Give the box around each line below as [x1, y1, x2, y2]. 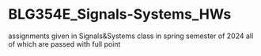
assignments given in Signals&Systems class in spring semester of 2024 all [8, 31, 254, 40]
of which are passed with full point [8, 39, 121, 48]
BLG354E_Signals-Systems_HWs [8, 5, 232, 23]
